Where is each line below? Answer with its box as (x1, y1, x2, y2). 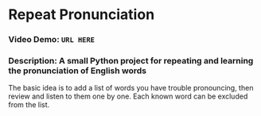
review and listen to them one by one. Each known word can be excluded (8, 91, 248, 101)
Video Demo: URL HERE (8, 34, 95, 45)
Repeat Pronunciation (8, 6, 155, 24)
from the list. (8, 100, 50, 110)
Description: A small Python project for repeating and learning (8, 56, 254, 67)
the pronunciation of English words (8, 65, 147, 76)
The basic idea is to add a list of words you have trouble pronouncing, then (8, 83, 254, 93)
